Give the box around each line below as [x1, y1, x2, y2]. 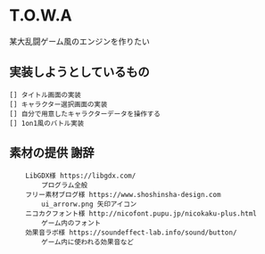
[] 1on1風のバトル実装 [9, 119, 85, 127]
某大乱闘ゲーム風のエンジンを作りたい [9, 36, 150, 46]
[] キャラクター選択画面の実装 [9, 100, 108, 109]
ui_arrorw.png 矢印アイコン [41, 200, 137, 209]
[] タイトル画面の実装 [9, 90, 82, 99]
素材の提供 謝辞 [9, 145, 95, 160]
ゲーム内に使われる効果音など [41, 237, 134, 246]
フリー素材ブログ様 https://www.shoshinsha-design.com [25, 190, 221, 199]
